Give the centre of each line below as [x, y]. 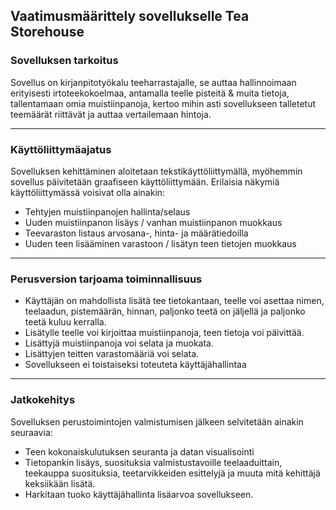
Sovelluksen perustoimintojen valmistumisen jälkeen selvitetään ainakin [157, 421]
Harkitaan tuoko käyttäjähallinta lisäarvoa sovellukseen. [139, 494]
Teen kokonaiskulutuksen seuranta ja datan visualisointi [139, 451]
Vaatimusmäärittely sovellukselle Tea [130, 16]
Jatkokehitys [43, 400]
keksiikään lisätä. [60, 483]
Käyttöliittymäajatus [61, 149]
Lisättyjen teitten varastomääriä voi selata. [112, 354]
